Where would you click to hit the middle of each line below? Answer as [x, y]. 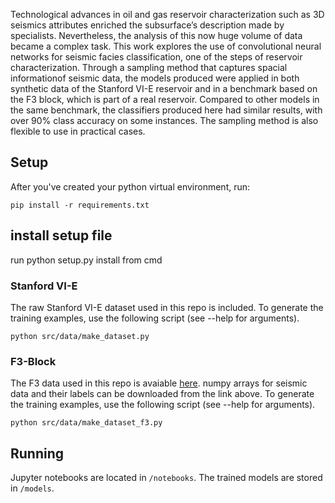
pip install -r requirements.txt [80, 205]
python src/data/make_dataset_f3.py [86, 423]
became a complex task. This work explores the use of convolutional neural [166, 46]
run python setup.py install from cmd [86, 260]
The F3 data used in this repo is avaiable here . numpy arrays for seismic [159, 383]
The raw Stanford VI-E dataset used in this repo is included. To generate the [167, 307]
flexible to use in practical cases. [78, 131]
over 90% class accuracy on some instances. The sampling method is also [164, 120]
